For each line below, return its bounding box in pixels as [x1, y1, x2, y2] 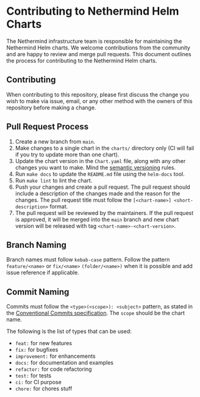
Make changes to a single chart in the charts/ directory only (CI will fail [15, 144, 195, 151]
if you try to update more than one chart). [15, 151, 120, 158]
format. [49, 203, 68, 210]
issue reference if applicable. [6, 269, 79, 276]
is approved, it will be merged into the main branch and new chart [15, 216, 179, 223]
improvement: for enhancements [15, 352, 96, 360]
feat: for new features [15, 340, 72, 347]
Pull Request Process [6, 122, 89, 132]
